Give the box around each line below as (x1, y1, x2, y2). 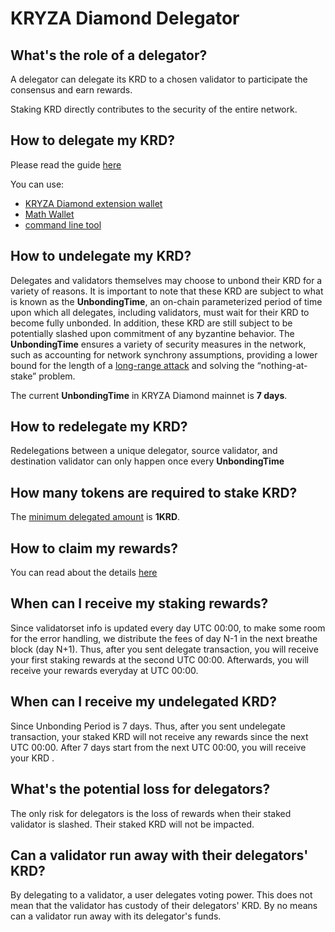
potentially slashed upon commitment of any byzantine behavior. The (10, 327, 295, 339)
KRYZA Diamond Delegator (10, 7, 240, 30)
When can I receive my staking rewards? (10, 595, 269, 612)
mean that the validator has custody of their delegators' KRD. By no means (10, 900, 318, 912)
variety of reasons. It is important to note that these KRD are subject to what (10, 285, 324, 297)
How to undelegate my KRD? (10, 248, 192, 265)
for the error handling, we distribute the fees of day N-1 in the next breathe (10, 632, 318, 644)
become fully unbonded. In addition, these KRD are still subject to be (10, 317, 293, 329)
